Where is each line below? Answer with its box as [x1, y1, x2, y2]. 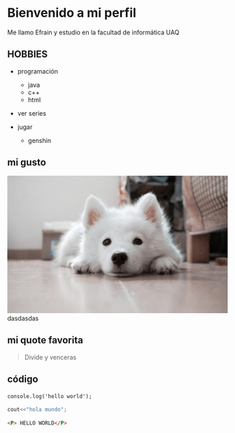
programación [17, 67, 58, 75]
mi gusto [7, 156, 47, 169]
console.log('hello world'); [7, 392, 92, 400]
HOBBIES [7, 48, 48, 60]
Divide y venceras [24, 352, 77, 362]
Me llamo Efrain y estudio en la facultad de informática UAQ [7, 28, 180, 36]
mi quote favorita [7, 334, 84, 346]
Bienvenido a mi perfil [7, 5, 136, 21]
